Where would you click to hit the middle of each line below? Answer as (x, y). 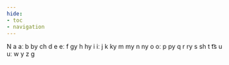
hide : (14, 14)
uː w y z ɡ (21, 54)
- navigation (26, 27)
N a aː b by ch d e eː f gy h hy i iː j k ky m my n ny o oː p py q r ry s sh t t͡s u (114, 47)
